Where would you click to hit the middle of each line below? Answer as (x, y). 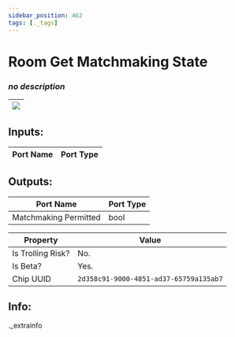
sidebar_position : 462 (45, 15)
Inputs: (26, 132)
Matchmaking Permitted (56, 217)
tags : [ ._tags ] (33, 23)
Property (41, 239)
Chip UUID (32, 279)
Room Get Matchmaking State (108, 62)
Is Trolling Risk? (41, 253)
